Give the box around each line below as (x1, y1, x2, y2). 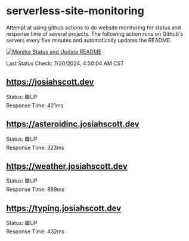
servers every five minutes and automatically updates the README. (6, 36, 172, 44)
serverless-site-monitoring (6, 4, 144, 18)
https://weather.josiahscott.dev (6, 161, 128, 171)
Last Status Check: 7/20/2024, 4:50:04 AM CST (6, 60, 124, 67)
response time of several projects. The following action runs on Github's (6, 30, 184, 37)
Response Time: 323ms (6, 144, 64, 151)
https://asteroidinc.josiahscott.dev (6, 119, 140, 129)
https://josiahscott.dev (6, 77, 94, 87)
